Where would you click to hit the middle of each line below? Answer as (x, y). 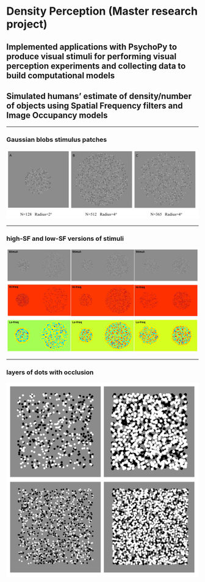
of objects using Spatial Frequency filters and (95, 105)
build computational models (61, 76)
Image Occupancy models (57, 115)
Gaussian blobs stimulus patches (57, 140)
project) (27, 24)
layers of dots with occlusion (50, 372)
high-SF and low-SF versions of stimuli (65, 238)
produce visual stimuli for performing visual (92, 56)
